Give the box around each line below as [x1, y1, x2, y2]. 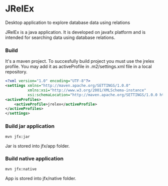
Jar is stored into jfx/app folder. [5, 143, 70, 149]
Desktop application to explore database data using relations [5, 19, 130, 25]
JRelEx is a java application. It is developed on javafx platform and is [5, 29, 146, 35]
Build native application [5, 155, 64, 162]
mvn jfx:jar [5, 134, 30, 139]
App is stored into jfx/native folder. [5, 175, 76, 181]
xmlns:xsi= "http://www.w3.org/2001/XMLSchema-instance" [27, 88, 146, 93]
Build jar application [5, 123, 55, 130]
